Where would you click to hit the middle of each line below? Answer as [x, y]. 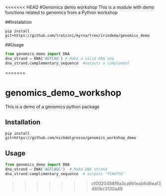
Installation [23, 122]
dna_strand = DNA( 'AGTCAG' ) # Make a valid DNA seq [59, 58]
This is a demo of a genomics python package [53, 106]
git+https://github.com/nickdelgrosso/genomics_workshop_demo [71, 138]
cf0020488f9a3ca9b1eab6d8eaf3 [126, 183]
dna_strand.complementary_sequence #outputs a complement [67, 63]
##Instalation [19, 22]
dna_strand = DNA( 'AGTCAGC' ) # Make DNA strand [56, 169]
